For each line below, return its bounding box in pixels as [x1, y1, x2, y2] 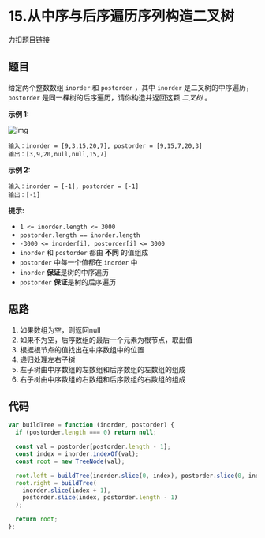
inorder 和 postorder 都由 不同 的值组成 [19, 247, 149, 257]
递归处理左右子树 [19, 355, 76, 364]
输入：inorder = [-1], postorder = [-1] [8, 182, 140, 190]
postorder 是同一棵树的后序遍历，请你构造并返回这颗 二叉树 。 [8, 92, 212, 102]
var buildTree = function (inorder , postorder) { [8, 421, 175, 429]
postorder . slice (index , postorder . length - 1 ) [22, 494, 178, 502]
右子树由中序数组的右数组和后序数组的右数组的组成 [19, 374, 186, 384]
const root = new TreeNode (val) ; [15, 457, 125, 465]
